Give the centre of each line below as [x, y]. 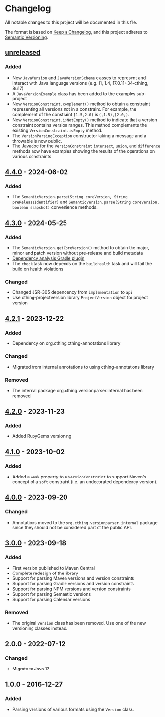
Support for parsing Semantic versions [51, 594]
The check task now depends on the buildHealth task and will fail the [82, 263]
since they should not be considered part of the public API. [72, 527]
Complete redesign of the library [45, 573]
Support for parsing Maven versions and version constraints [73, 578]
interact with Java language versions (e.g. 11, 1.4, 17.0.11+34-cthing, [80, 83]
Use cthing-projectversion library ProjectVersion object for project [80, 298]
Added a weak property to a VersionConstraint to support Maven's [79, 477]
